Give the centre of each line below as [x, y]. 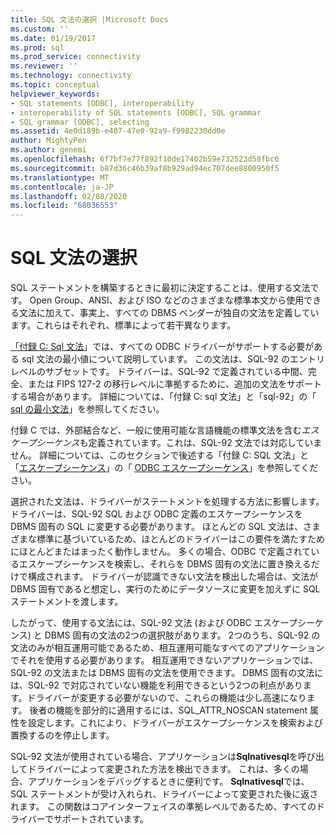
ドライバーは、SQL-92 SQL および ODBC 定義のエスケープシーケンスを [156, 514]
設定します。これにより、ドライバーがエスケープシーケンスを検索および [175, 723]
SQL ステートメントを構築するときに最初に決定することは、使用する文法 [160, 288]
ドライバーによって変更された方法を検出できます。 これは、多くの [163, 769]
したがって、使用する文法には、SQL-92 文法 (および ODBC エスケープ [154, 623]
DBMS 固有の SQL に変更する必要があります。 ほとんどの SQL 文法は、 [156, 527]
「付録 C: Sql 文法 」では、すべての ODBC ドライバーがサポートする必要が [162, 347]
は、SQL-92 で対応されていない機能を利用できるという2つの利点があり [156, 685]
